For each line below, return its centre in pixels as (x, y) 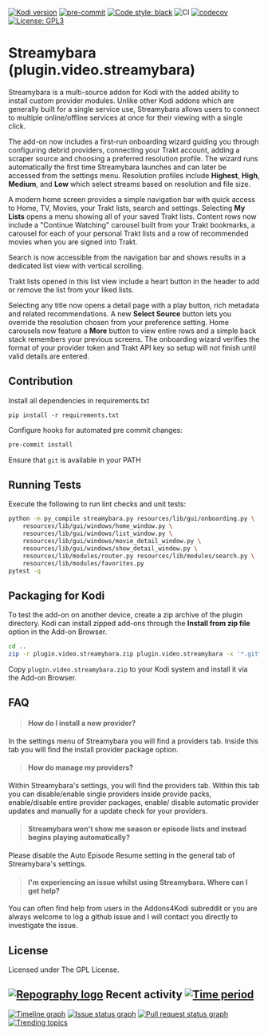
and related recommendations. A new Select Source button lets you (120, 313)
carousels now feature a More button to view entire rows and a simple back (132, 331)
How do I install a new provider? (82, 723)
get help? (43, 890)
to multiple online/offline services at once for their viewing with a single (126, 117)
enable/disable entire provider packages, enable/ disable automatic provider (134, 802)
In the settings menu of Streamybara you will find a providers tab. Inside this (134, 741)
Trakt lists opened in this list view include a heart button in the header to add (134, 281)
